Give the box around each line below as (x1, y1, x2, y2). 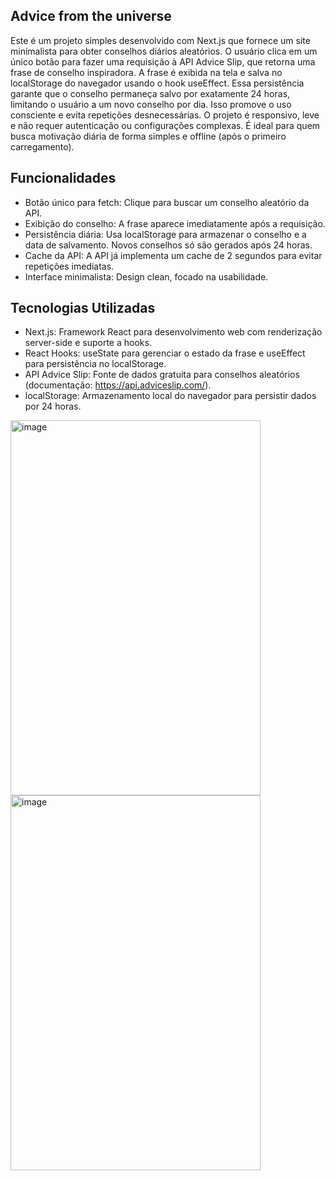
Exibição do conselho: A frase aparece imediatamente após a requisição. (24, 217, 326, 229)
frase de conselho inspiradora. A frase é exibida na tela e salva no (10, 66, 283, 78)
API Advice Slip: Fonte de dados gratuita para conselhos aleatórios (24, 369, 300, 381)
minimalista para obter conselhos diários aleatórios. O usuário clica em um (10, 45, 318, 57)
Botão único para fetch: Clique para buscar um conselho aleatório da (24, 196, 310, 208)
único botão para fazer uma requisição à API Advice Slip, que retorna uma (10, 55, 316, 68)
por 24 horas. (24, 400, 82, 413)
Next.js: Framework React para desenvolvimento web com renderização (24, 326, 323, 338)
